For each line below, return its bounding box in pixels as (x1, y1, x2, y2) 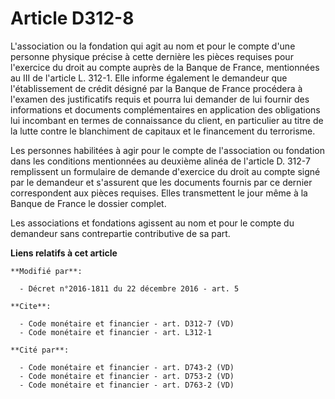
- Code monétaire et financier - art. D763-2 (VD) (19, 380, 235, 390)
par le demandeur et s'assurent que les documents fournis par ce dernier (10, 176, 313, 188)
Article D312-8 (10, 7, 135, 30)
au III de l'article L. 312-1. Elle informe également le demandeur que (10, 72, 288, 84)
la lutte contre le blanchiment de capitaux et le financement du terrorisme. (10, 125, 316, 137)
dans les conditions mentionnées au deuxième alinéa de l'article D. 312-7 (10, 155, 311, 167)
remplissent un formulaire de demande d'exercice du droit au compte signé (10, 165, 321, 177)
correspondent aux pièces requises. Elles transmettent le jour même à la (10, 187, 308, 199)
